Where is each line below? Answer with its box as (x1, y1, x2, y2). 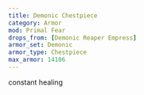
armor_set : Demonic (8, 41, 73, 49)
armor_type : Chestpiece (8, 48, 88, 56)
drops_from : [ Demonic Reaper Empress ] (8, 33, 137, 42)
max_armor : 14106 (8, 56, 66, 64)
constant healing (8, 77, 64, 87)
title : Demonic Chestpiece (8, 11, 98, 20)
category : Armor (8, 19, 62, 27)
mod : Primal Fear (8, 26, 66, 34)
